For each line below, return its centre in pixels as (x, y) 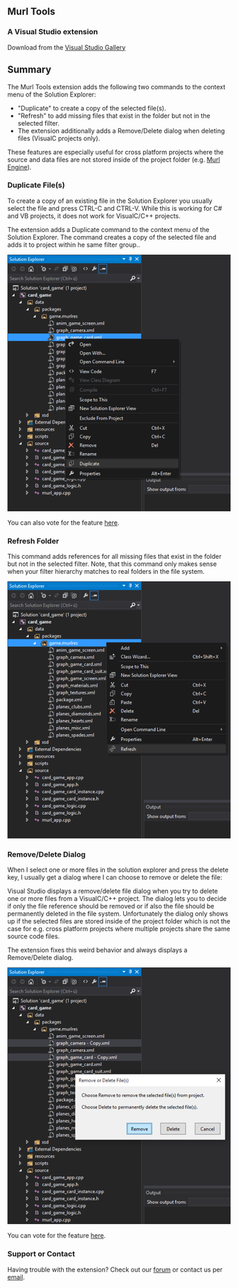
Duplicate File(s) (36, 185)
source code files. (34, 936)
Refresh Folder (33, 541)
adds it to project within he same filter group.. (74, 245)
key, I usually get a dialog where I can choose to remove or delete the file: (115, 877)
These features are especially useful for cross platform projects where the (115, 152)
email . (16, 1277)
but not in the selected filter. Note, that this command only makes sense (112, 564)
